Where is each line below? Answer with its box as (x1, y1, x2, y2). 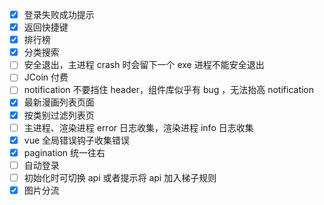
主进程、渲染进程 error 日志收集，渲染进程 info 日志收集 (23, 121, 254, 133)
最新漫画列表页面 (23, 96, 95, 108)
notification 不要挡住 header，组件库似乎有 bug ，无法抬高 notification (23, 84, 315, 96)
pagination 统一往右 (23, 146, 106, 158)
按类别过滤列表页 (23, 109, 95, 121)
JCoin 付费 (23, 71, 69, 83)
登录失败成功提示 (23, 9, 95, 20)
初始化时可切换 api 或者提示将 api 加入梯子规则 (23, 171, 217, 183)
